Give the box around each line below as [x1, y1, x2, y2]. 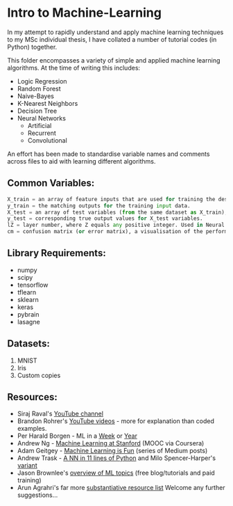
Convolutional [27, 136, 67, 144]
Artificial [27, 121, 52, 129]
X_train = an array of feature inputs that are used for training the [7, 196, 216, 203]
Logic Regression [17, 77, 67, 85]
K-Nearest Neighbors [17, 99, 78, 107]
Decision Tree [17, 106, 58, 115]
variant [17, 461, 37, 470]
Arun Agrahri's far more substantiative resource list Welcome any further [17, 484, 225, 492]
